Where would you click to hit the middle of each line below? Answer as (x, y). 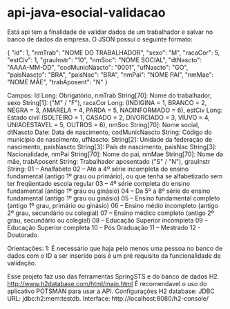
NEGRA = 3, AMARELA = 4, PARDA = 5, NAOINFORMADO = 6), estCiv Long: (115, 110)
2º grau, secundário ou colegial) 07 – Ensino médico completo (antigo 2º (111, 213)
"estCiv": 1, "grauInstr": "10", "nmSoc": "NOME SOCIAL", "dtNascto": (105, 59)
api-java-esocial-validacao (86, 13)
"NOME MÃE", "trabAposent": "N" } (58, 82)
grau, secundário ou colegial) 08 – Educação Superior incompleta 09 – (108, 220)
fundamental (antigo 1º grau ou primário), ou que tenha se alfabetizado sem (115, 176)
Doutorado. (23, 235)
